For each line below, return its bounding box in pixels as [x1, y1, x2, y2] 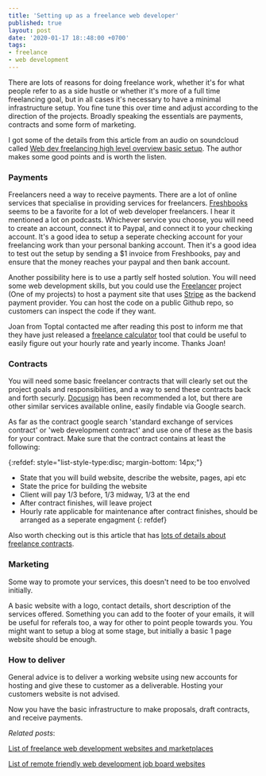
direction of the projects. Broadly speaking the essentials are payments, [8, 111, 244, 121]
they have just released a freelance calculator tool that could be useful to [8, 330, 248, 340]
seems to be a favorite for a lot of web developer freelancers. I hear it [8, 207, 236, 217]
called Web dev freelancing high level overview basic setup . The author [8, 144, 242, 153]
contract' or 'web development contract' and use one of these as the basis [8, 425, 253, 435]
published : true [8, 19, 62, 27]
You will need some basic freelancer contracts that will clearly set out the [8, 376, 249, 386]
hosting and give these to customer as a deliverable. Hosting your [8, 681, 224, 690]
